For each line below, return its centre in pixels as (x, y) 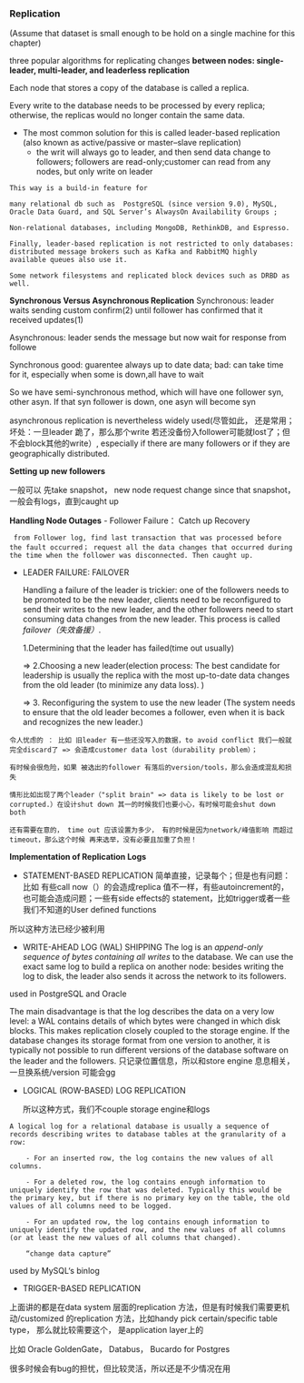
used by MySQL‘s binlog (54, 1271)
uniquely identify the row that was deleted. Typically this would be (146, 1190)
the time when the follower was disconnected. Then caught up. (132, 556)
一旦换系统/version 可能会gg (63, 1073)
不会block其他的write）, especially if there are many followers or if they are (150, 443)
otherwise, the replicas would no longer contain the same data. (127, 116)
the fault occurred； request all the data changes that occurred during (151, 548)
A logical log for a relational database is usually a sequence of (140, 1126)
